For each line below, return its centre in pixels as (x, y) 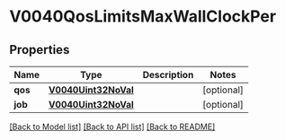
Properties (40, 50)
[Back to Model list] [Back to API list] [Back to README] (112, 127)
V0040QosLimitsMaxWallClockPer (143, 17)
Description (168, 75)
